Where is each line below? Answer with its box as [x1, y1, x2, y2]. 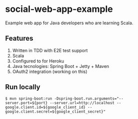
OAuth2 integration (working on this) [12, 68, 88, 74]
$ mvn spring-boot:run [5, 96, 52, 101]
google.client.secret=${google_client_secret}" [5, 109, 106, 114]
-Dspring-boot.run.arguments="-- [54, 96, 124, 101]
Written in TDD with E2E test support [12, 47, 88, 53]
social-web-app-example [5, 3, 113, 15]
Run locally [5, 83, 41, 91]
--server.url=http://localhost [49, 100, 115, 105]
